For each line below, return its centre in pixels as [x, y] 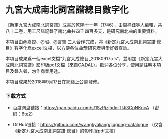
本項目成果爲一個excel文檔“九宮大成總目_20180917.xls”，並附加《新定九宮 [82, 58]
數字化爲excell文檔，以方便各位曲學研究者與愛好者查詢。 [73, 48]
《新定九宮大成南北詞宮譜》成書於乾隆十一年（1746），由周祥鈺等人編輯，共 [84, 25]
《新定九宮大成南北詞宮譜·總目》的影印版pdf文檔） [65, 131]
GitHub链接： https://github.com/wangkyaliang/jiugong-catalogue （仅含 [88, 125]
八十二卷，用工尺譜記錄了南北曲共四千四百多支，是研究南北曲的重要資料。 [82, 31]
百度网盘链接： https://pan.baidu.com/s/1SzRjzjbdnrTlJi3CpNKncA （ [83, 108]
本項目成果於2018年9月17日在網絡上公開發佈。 [54, 82]
